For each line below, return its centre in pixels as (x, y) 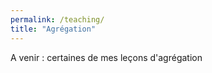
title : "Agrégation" (53, 29)
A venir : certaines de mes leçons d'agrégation (106, 57)
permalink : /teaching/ (57, 19)
